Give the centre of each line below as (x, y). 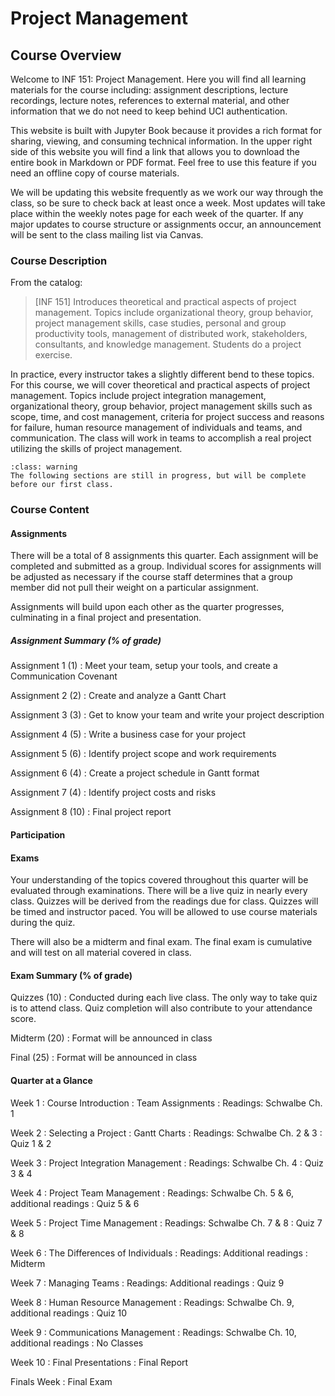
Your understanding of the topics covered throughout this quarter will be (159, 880)
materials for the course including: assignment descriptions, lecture (149, 90)
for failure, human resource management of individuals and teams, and (156, 428)
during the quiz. (43, 923)
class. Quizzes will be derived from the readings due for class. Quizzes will (164, 901)
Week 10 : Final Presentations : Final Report (99, 1362)
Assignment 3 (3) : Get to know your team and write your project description (167, 715)
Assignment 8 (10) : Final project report (91, 812)
